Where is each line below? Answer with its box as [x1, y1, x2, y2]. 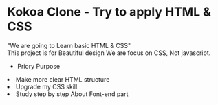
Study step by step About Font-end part [16, 90, 129, 98]
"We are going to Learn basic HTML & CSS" [7, 41, 131, 49]
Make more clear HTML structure [16, 75, 110, 83]
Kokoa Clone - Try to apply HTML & [7, 4, 212, 20]
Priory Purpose [17, 62, 61, 70]
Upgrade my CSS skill [16, 82, 78, 91]
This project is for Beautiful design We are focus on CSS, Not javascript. [7, 49, 211, 57]
